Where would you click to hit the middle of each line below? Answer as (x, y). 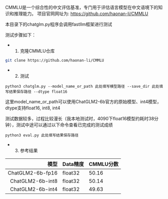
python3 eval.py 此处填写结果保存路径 (42, 135)
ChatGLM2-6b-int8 (34, 181)
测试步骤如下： (21, 35)
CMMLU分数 (104, 164)
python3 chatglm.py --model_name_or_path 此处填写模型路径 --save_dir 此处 (82, 86)
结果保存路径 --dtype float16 (38, 92)
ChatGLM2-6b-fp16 (33, 173)
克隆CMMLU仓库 (37, 51)
